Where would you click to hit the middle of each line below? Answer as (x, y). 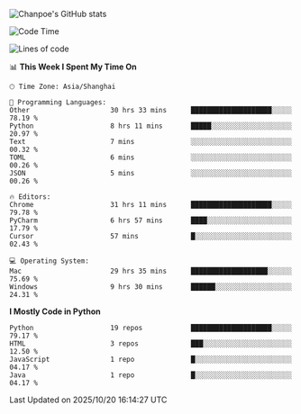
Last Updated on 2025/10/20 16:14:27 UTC (88, 400)
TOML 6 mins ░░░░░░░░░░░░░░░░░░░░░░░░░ (151, 157)
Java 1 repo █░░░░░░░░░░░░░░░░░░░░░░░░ (151, 375)
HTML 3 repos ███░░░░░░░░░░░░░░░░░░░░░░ (151, 344)
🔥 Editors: (30, 197)
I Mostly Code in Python (55, 311)
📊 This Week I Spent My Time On (73, 67)
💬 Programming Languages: (58, 103)
